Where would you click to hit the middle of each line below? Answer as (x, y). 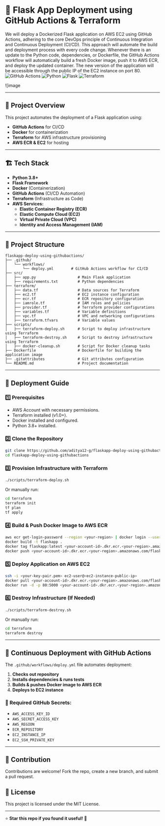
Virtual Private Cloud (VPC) (48, 219)
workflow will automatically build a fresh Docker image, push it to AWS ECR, (82, 60)
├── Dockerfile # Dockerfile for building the (73, 351)
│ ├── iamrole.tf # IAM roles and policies (68, 303)
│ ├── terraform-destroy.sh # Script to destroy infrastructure (79, 338)
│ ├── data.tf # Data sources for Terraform (72, 290)
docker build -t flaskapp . (34, 542)
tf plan (13, 508)
